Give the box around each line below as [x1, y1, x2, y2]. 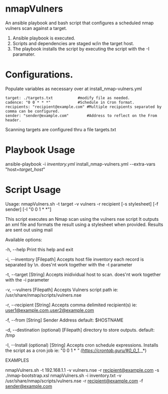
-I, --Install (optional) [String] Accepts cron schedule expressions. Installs [5, 342, 158, 348]
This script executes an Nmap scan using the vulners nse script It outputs [5, 216, 159, 222]
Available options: [5, 237, 43, 243]
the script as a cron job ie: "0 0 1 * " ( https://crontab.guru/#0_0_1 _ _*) [5, 347, 147, 353]
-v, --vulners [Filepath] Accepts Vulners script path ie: [5, 287, 118, 293]
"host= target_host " [5, 166, 46, 172]
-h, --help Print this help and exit [5, 246, 73, 252]
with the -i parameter [5, 277, 50, 283]
